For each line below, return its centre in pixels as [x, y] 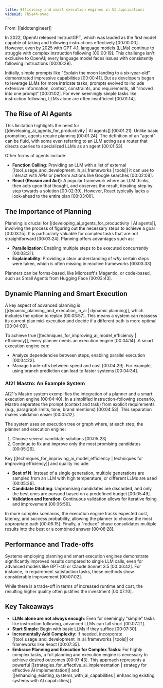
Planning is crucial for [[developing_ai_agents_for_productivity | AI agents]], [81, 223]
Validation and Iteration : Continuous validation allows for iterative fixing [84, 499]
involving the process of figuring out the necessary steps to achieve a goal [80, 228]
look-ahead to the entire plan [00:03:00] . [53, 196]
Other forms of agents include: [36, 156]
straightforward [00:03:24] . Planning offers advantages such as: [70, 239]
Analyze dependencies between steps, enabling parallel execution [79, 355]
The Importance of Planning [48, 212]
